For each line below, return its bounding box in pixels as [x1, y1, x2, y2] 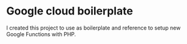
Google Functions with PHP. [6, 30, 76, 37]
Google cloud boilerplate [6, 4, 134, 18]
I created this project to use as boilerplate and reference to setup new [6, 24, 181, 31]
